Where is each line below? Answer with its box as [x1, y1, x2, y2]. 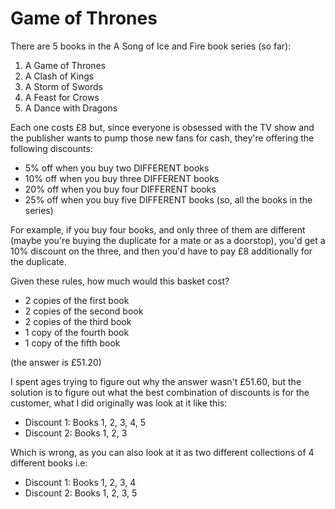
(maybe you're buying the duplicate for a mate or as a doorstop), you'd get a [10, 234, 326, 246]
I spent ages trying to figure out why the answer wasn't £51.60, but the [10, 375, 302, 387]
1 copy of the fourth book [24, 326, 130, 338]
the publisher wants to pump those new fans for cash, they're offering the [10, 132, 315, 144]
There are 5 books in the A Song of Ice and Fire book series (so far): [10, 40, 292, 52]
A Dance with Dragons [24, 102, 118, 114]
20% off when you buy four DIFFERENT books [24, 183, 217, 195]
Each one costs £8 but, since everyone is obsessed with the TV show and [10, 121, 315, 133]
